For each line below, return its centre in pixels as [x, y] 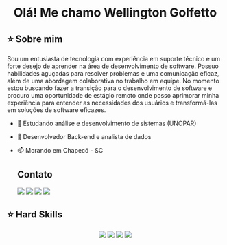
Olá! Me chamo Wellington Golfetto [115, 13]
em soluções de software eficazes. [57, 110]
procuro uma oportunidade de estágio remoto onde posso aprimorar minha [113, 95]
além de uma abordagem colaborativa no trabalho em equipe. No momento [113, 81]
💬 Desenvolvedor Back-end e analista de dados [84, 137]
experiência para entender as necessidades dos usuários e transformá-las [112, 103]
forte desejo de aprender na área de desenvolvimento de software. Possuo [113, 66]
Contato [35, 174]
